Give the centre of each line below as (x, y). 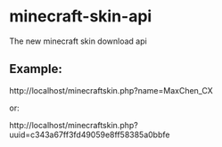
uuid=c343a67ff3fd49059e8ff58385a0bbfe (90, 135)
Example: (36, 69)
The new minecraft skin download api (78, 41)
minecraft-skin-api (81, 16)
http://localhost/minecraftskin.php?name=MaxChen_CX (111, 90)
